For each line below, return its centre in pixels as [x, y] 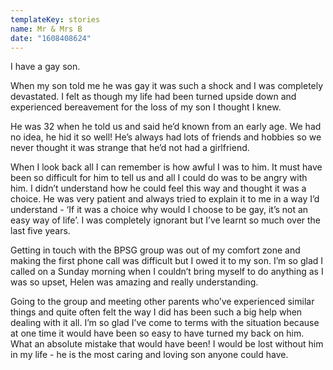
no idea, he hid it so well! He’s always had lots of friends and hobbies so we [166, 137]
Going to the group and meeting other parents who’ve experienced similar [162, 302]
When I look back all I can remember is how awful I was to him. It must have [166, 167]
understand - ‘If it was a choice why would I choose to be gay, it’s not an [159, 210]
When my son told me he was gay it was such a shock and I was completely [167, 86]
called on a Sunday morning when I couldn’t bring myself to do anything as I [167, 272]
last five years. [40, 231]
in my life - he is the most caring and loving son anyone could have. [149, 355]
